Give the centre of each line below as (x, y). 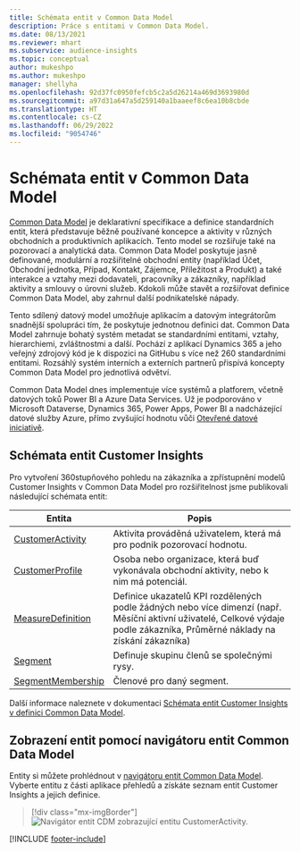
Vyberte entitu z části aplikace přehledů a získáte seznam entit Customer (144, 785)
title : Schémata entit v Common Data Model (92, 17)
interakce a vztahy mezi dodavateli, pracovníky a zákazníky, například (137, 279)
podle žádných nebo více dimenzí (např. (197, 607)
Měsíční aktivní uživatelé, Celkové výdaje (199, 618)
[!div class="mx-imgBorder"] (84, 812)
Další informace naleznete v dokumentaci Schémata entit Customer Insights (149, 703)
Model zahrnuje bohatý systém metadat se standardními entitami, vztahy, (144, 334)
